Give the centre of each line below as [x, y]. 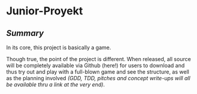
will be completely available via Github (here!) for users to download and [96, 65]
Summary [25, 33]
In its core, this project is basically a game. [59, 47]
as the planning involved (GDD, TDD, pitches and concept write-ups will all [98, 78]
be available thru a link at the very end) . [56, 84]
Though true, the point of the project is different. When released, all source [99, 59]
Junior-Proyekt [45, 11]
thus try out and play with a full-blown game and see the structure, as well [98, 72]
